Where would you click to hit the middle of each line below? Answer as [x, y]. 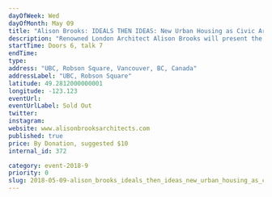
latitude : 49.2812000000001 [56, 83]
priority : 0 [28, 173]
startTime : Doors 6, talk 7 [56, 46]
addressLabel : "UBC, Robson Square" [70, 76]
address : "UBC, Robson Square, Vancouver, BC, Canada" [103, 69]
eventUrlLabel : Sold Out [50, 106]
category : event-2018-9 [49, 166]
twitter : [23, 114]
